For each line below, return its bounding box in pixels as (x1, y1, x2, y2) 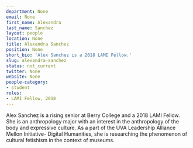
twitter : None (6, 68, 41, 74)
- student (6, 85, 30, 91)
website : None (6, 74, 41, 80)
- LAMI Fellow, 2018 (6, 95, 57, 101)
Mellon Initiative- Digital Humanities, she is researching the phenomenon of (6, 130, 188, 137)
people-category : (6, 80, 49, 85)
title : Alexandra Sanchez (6, 42, 69, 47)
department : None (6, 8, 49, 15)
